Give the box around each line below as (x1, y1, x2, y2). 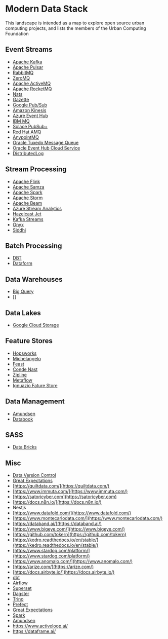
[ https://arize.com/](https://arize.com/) (12, 563, 94, 570)
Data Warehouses (5, 275, 63, 284)
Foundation (5, 30, 29, 36)
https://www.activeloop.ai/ (12, 623, 68, 629)
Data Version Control (12, 472, 57, 478)
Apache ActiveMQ (12, 80, 51, 86)
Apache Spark (12, 189, 43, 195)
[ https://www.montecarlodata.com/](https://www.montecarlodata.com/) (12, 515, 163, 521)
